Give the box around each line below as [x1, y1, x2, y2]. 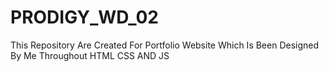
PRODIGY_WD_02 [10, 6, 159, 29]
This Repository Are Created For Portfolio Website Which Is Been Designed [10, 39, 320, 51]
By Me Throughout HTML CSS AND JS [10, 49, 170, 61]
